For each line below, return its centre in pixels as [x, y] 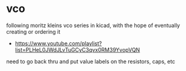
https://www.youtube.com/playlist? [58, 43]
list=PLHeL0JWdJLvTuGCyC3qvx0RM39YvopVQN [77, 49]
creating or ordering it [33, 31]
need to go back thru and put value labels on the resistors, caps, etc [91, 61]
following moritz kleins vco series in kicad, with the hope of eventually [93, 25]
